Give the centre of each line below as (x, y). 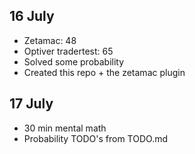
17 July (31, 104)
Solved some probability (74, 61)
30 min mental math (65, 128)
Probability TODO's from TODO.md (96, 138)
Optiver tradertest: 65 (68, 51)
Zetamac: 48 (50, 40)
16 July (32, 16)
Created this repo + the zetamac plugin (104, 72)
